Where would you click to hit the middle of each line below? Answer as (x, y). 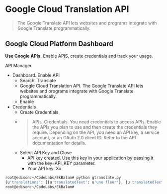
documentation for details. (59, 143)
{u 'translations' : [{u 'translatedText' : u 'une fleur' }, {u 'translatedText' (85, 182)
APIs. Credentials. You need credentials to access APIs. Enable (96, 122)
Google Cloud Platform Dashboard (59, 44)
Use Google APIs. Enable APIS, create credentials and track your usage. (79, 56)
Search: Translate (38, 80)
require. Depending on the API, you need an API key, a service (96, 132)
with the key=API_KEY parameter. (61, 163)
